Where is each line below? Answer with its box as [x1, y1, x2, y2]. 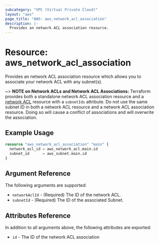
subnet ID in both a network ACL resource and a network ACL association [5, 104, 155, 110]
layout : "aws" [5, 12, 34, 17]
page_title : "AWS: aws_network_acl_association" [5, 16, 107, 21]
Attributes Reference [5, 211, 71, 220]
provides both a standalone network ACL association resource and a [5, 94, 144, 100]
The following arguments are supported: [5, 182, 87, 188]
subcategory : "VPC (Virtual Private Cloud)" [5, 7, 98, 12]
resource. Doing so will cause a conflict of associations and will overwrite [5, 109, 154, 115]
